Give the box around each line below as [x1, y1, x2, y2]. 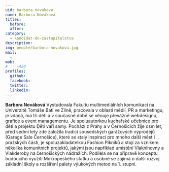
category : [5, 31, 26, 36]
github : [10, 74, 26, 79]
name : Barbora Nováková [5, 12, 56, 17]
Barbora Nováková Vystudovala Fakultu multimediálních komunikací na [5, 101, 155, 108]
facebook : [10, 78, 30, 83]
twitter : [10, 83, 28, 88]
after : [10, 26, 24, 31]
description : [5, 41, 33, 46]
